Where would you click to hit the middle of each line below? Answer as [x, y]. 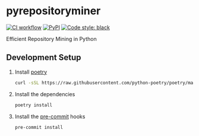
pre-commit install [39, 127]
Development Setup [44, 58]
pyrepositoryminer [53, 11]
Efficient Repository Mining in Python [51, 39]
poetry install [34, 105]
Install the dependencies [45, 94]
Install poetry [31, 72]
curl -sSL [27, 83]
